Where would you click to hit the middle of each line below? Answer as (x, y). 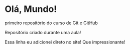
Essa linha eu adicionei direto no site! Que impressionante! (65, 42)
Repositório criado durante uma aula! (43, 32)
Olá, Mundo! (31, 9)
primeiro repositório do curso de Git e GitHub (51, 23)
